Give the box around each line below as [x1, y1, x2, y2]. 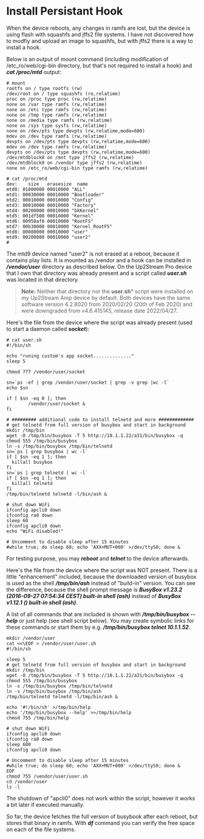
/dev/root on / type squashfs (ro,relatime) [6, 90, 121, 97]
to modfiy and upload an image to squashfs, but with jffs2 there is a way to [6, 37, 193, 44]
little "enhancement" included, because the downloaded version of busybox [6, 572, 197, 580]
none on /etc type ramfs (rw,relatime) [6, 106, 107, 113]
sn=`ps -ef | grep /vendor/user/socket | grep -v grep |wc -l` [6, 379, 170, 386]
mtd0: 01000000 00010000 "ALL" [6, 186, 86, 192]
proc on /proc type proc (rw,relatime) [6, 96, 107, 102]
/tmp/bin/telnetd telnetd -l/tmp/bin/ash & [6, 693, 118, 699]
